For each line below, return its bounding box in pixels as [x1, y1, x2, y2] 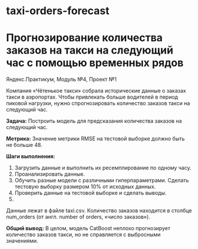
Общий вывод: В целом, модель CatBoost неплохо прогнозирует [6, 225, 171, 232]
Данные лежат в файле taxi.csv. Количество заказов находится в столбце [6, 207, 192, 214]
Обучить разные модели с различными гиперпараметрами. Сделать [14, 177, 189, 184]
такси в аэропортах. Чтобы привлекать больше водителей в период [6, 93, 179, 101]
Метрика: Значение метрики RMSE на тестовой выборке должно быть [6, 135, 185, 142]
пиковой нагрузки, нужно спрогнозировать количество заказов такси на [6, 100, 190, 107]
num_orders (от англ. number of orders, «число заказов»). [6, 214, 150, 221]
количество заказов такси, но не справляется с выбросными [6, 231, 161, 238]
